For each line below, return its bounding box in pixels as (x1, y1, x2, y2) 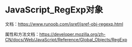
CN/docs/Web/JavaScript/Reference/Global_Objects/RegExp (5, 36, 127, 42)
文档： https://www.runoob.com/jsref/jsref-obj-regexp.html (5, 21, 124, 27)
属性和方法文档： (5, 31, 40, 37)
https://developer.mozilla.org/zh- (39, 31, 106, 37)
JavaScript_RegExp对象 (5, 4, 104, 15)
